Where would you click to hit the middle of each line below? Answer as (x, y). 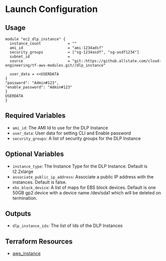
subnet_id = (40, 56)
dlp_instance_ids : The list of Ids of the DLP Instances (68, 225)
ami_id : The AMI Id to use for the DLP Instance (60, 127)
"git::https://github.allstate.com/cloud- (117, 61)
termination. (25, 198)
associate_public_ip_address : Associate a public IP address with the (83, 176)
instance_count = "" (43, 43)
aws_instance (26, 253)
